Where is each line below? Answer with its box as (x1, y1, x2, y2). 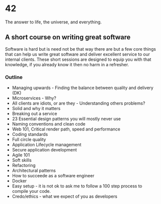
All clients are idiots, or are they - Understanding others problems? (12, 100, 145, 106)
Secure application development (12, 147, 77, 153)
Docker (12, 178, 27, 184)
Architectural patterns (12, 167, 56, 173)
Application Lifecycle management (12, 142, 81, 148)
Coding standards (12, 131, 48, 137)
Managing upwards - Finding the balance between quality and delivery (12, 85, 154, 91)
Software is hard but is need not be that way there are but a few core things (5, 46, 156, 52)
